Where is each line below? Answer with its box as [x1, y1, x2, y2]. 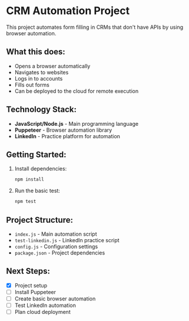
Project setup [14, 282, 48, 289]
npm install [14, 176, 44, 183]
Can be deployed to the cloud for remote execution [14, 87, 139, 95]
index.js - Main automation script [14, 230, 97, 238]
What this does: [6, 47, 66, 57]
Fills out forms [14, 81, 50, 88]
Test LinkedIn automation [14, 302, 77, 309]
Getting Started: [6, 149, 67, 159]
